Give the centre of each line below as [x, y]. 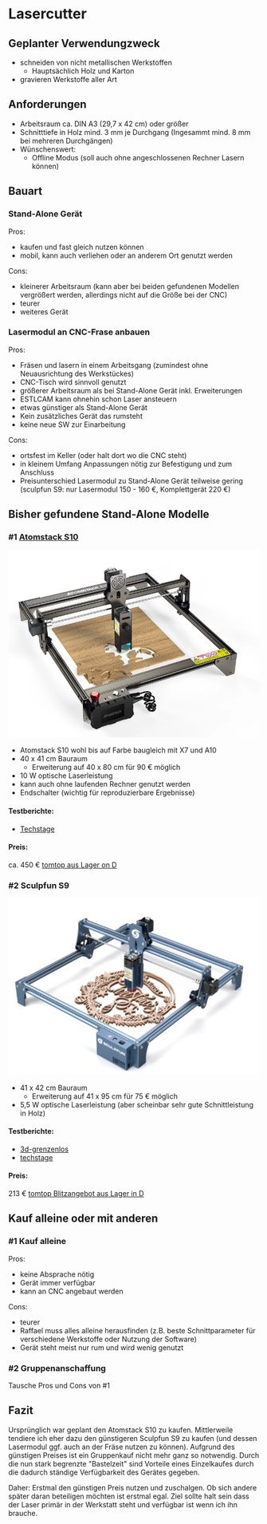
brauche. [23, 1513]
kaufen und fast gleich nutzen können [82, 247]
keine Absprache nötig [57, 1274]
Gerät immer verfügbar [57, 1282]
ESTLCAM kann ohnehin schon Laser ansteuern [98, 399]
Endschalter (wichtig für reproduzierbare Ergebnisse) [107, 793]
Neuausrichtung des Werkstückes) [77, 373]
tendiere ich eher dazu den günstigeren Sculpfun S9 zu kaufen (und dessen [133, 1438]
